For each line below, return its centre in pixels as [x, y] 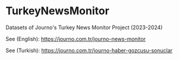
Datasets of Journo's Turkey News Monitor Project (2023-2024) [84, 27]
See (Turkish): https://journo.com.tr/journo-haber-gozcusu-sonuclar [89, 50]
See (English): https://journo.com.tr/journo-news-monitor [76, 39]
